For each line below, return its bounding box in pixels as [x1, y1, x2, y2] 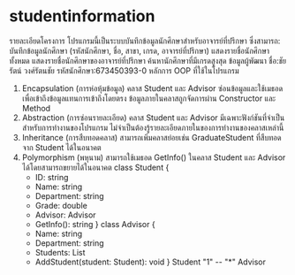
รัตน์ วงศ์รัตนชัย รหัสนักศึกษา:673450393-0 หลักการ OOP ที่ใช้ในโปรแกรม [9, 65, 240, 76]
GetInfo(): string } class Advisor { [34, 218, 156, 229]
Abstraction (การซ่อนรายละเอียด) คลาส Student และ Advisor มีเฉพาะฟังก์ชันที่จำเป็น [21, 112, 285, 123]
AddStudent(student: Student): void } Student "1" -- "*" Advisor [34, 256, 267, 267]
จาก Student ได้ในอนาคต [21, 141, 102, 152]
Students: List [34, 247, 86, 257]
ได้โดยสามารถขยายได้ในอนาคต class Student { [21, 162, 170, 172]
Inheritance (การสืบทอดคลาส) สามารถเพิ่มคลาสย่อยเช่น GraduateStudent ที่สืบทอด [21, 132, 282, 142]
